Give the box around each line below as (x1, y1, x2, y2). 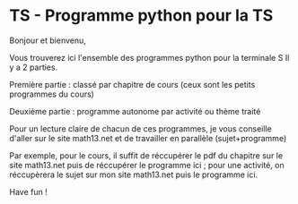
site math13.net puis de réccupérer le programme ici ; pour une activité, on (9, 159, 285, 170)
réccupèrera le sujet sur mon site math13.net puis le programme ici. (9, 169, 259, 180)
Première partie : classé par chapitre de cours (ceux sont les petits (9, 79, 256, 89)
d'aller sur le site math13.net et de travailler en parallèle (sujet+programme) (9, 132, 287, 143)
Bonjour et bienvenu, (9, 35, 87, 46)
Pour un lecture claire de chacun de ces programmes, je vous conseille (9, 123, 272, 134)
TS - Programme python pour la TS (9, 5, 274, 26)
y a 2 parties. (9, 62, 58, 72)
